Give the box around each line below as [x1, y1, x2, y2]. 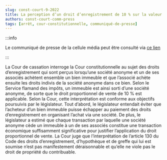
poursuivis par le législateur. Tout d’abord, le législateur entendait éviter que [5, 101, 161, 107]
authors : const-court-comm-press [5, 16, 75, 21]
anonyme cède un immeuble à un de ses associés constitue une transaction [5, 122, 161, 128]
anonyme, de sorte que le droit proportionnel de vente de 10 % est [5, 90, 142, 96]
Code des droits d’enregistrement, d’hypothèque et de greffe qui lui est [5, 138, 151, 144]
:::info [5, 35, 17, 41]
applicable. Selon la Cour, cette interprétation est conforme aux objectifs [5, 96, 155, 102]
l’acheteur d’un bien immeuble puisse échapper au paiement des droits [5, 106, 151, 112]
